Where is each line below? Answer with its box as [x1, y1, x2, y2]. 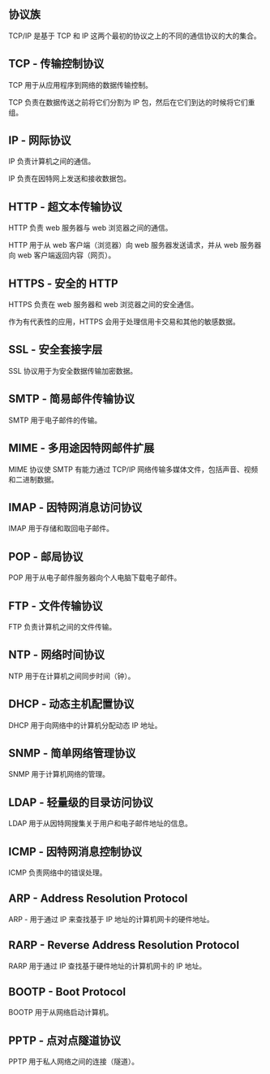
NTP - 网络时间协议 [8, 648, 105, 662]
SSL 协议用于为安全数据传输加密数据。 [8, 366, 138, 375]
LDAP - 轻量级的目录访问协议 [8, 795, 154, 809]
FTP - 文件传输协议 [8, 599, 103, 613]
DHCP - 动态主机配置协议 [8, 697, 135, 711]
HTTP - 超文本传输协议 [8, 200, 123, 214]
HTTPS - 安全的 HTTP [8, 276, 119, 290]
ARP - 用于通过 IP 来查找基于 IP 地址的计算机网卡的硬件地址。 [8, 914, 215, 924]
